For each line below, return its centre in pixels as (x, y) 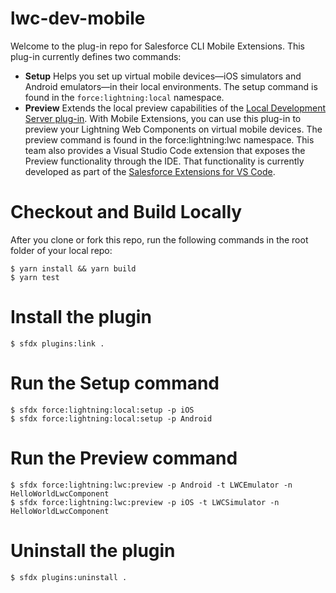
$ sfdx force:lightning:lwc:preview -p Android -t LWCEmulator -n (151, 485)
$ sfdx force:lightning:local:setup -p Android (111, 418)
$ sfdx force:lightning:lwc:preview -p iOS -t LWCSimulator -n (145, 502)
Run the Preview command (124, 458)
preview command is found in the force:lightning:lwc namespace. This (169, 139)
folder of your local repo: (61, 250)
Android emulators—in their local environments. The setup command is (171, 86)
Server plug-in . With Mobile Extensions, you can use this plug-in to (163, 118)
